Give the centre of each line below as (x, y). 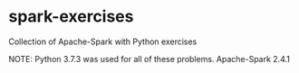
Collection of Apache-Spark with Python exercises (103, 41)
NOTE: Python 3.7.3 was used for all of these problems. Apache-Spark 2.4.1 (149, 59)
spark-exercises (71, 17)
